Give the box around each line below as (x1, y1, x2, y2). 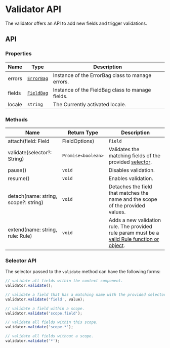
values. (108, 208, 126, 215)
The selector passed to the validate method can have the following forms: (5, 269, 161, 275)
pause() (8, 166, 27, 173)
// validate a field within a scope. (5, 306, 85, 311)
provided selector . (108, 158, 152, 165)
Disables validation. (108, 166, 155, 173)
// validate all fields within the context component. (5, 278, 123, 284)
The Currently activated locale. (53, 101, 126, 108)
